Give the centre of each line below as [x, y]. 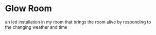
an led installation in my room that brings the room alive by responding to [78, 22]
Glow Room [28, 9]
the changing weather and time [36, 27]
